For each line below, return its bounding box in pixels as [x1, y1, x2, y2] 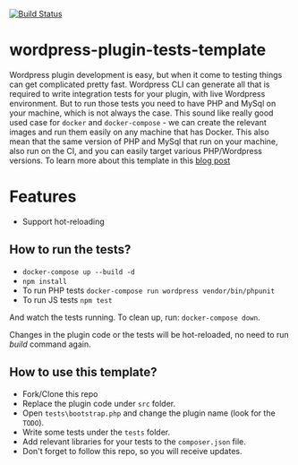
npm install [21, 277, 67, 286]
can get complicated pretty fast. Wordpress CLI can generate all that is [9, 79, 270, 90]
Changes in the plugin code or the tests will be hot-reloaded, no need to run [9, 329, 289, 340]
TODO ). [21, 417, 45, 427]
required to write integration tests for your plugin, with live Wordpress [9, 88, 266, 99]
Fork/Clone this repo [21, 388, 98, 399]
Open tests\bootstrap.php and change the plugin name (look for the [21, 408, 276, 418]
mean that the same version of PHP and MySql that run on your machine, [9, 135, 279, 147]
